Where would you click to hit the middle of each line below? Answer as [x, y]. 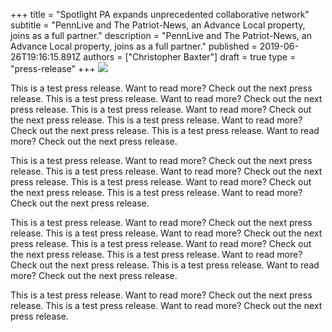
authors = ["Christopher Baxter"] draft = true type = [190, 57]
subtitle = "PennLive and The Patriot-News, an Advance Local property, [158, 25]
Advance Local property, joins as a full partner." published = [134, 46]
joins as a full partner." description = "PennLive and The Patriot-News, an [161, 35]
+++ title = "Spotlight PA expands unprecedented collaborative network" [160, 14]
